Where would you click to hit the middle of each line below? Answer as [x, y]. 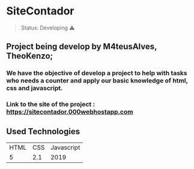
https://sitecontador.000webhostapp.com [70, 112]
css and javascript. [35, 88]
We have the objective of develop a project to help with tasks [97, 73]
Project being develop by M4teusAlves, [82, 47]
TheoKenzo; [30, 56]
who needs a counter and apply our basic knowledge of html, [97, 81]
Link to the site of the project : [50, 105]
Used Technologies [43, 131]
